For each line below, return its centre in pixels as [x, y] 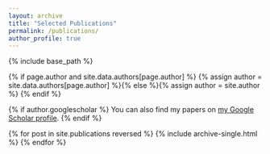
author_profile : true [45, 38]
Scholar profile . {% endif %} [55, 119]
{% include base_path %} [51, 61]
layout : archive [35, 16]
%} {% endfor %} [37, 143]
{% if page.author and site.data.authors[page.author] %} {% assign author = [135, 77]
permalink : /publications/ [54, 31]
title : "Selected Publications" [62, 23]
